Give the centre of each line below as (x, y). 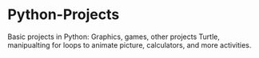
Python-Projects (64, 15)
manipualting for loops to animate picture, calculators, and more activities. (129, 44)
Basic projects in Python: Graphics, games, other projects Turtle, (114, 37)
